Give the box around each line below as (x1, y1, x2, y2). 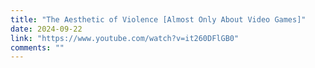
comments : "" (10, 42, 65, 53)
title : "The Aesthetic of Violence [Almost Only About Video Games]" (10, 14, 307, 25)
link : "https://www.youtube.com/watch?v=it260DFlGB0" (10, 33, 240, 43)
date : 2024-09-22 (10, 24, 83, 34)
